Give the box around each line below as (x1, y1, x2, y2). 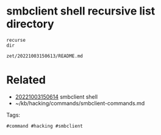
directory (6, 17, 54, 31)
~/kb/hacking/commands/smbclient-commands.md (15, 99, 145, 107)
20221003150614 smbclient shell (15, 93, 98, 100)
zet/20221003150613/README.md (6, 53, 84, 59)
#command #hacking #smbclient (6, 123, 84, 129)
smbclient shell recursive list (6, 4, 156, 18)
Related (6, 73, 46, 87)
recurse (6, 37, 26, 43)
